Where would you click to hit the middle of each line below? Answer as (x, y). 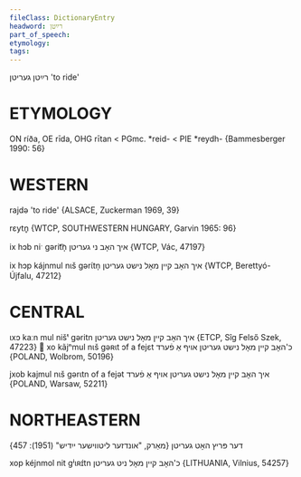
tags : (19, 52)
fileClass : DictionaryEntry (62, 18)
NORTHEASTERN (75, 420)
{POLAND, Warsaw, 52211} (59, 383)
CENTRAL (47, 312)
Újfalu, (22, 276)
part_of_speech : (40, 34)
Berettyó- (253, 265)
